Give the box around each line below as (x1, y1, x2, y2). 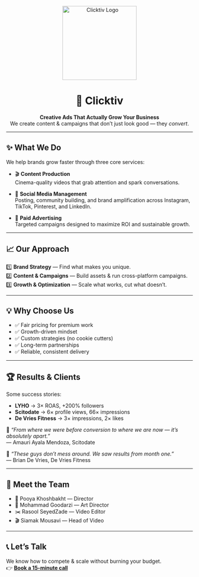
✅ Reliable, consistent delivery (14, 348, 90, 355)
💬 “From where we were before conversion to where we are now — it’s (6, 427, 179, 434)
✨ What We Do (6, 143, 62, 153)
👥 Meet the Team (6, 479, 70, 489)
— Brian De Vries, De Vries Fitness (6, 457, 91, 464)
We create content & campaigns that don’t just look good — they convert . (9, 120, 190, 127)
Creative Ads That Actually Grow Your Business (39, 113, 160, 121)
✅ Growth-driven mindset (14, 328, 78, 335)
